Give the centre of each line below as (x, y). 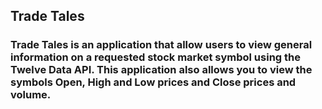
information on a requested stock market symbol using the (155, 57)
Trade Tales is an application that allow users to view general (161, 45)
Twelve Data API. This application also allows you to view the (161, 70)
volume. (31, 95)
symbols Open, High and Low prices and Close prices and (153, 82)
